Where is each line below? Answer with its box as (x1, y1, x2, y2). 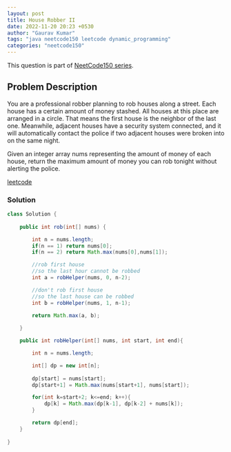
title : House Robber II (7, 17, 76, 23)
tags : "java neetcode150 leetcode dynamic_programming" (7, 36, 171, 43)
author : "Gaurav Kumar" (7, 29, 76, 37)
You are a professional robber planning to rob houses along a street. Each (7, 100, 217, 108)
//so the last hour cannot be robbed (32, 267, 140, 275)
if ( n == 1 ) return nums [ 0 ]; (32, 243, 112, 249)
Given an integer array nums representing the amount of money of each (7, 149, 212, 158)
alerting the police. (7, 164, 61, 173)
